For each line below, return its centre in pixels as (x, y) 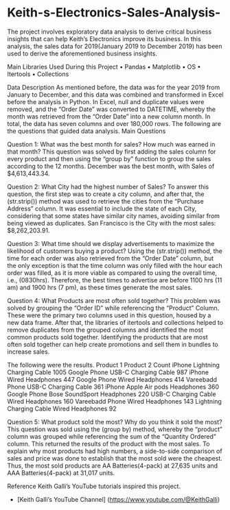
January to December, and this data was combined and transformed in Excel (115, 95)
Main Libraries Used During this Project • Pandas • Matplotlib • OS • (104, 66)
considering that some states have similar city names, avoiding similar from (114, 216)
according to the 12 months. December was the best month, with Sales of (111, 166)
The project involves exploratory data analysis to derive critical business (109, 32)
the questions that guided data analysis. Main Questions (87, 131)
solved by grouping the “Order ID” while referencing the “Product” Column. (113, 308)
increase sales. (28, 352)
